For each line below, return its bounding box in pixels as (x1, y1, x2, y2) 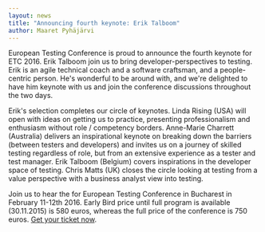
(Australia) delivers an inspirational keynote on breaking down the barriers (8, 132, 252, 141)
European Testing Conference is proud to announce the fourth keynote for (8, 49, 252, 58)
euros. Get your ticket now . (8, 214, 97, 224)
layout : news (8, 11, 52, 20)
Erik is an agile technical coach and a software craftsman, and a (8, 65, 219, 75)
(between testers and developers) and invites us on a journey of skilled (8, 140, 242, 150)
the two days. (8, 91, 53, 100)
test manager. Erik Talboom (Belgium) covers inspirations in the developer (8, 157, 251, 167)
